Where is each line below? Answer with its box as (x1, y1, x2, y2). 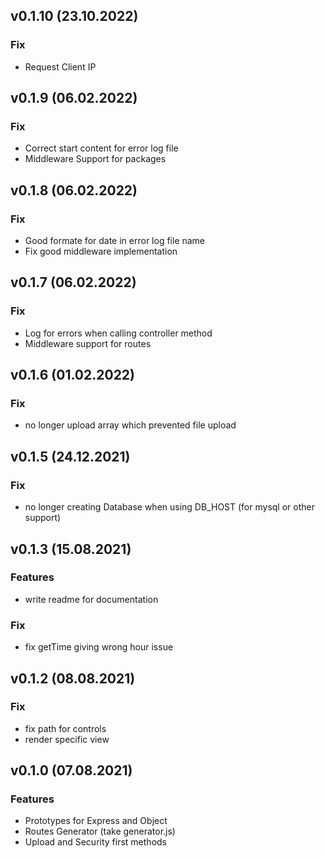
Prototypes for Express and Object (24, 815, 168, 827)
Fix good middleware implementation (24, 245, 178, 258)
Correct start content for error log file (24, 142, 179, 154)
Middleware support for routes (24, 337, 152, 349)
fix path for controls (24, 722, 107, 734)
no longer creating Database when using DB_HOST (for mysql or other (24, 501, 315, 513)
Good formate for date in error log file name (24, 235, 206, 247)
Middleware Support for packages (24, 153, 167, 165)
